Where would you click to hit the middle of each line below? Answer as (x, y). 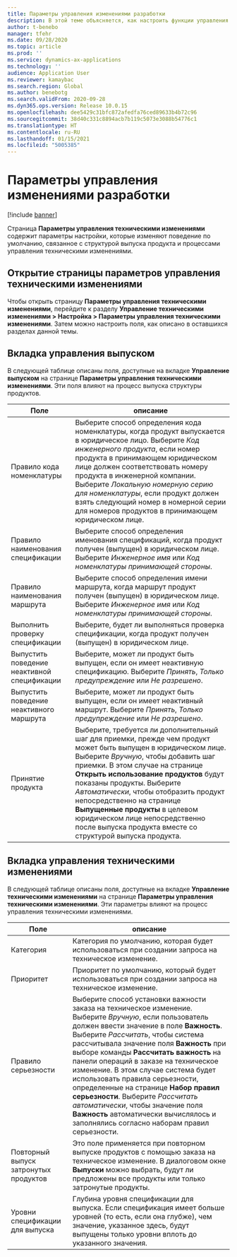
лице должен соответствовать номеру (141, 466)
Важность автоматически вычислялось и (144, 1114)
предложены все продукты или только (139, 1179)
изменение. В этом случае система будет (144, 1070)
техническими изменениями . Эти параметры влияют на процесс (108, 904)
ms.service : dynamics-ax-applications (64, 60)
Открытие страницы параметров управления (114, 273)
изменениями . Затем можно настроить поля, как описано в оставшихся (117, 324)
